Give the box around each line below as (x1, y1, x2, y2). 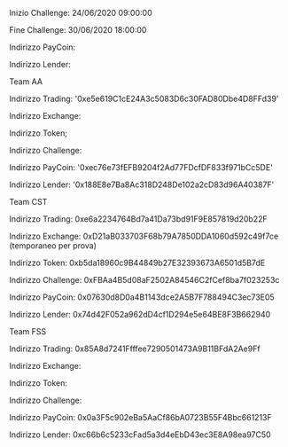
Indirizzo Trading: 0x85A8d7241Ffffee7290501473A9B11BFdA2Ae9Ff (9, 343, 261, 354)
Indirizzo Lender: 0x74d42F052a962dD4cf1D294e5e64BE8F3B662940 (9, 310, 271, 319)
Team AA (9, 76, 43, 87)
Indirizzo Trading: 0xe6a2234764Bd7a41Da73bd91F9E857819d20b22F (9, 214, 268, 224)
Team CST (9, 197, 48, 207)
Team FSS (9, 326, 47, 336)
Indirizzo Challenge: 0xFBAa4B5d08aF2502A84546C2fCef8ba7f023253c (9, 275, 280, 285)
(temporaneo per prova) (9, 240, 97, 251)
